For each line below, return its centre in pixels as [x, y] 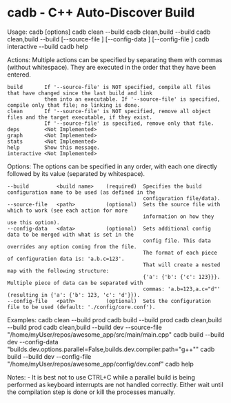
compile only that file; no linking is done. [73, 105]
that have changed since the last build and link [80, 93]
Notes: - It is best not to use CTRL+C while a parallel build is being [101, 377]
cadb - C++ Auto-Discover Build [101, 13]
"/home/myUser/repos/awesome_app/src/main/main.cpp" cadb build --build [116, 334]
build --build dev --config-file [49, 356]
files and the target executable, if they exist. [80, 117]
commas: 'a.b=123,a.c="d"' [182, 289]
